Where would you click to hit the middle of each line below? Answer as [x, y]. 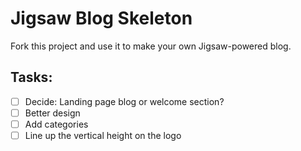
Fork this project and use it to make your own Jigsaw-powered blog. [151, 46]
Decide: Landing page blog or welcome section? [124, 101]
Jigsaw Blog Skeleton [101, 18]
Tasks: [31, 77]
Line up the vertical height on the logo [103, 135]
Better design [52, 113]
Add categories [56, 124]
